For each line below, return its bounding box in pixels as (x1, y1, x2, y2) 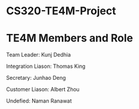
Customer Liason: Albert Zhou (6, 86, 80, 93)
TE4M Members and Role (6, 32, 134, 45)
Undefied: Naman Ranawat (6, 97, 72, 105)
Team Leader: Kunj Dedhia (6, 51, 71, 58)
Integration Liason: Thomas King (6, 63, 86, 70)
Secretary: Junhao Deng (6, 74, 67, 82)
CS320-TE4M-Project (6, 4, 116, 18)
